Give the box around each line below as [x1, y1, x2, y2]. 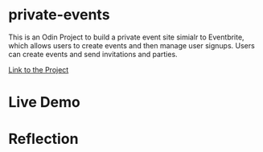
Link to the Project [8, 64, 69, 74]
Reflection [8, 130, 79, 148]
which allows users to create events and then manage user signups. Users [8, 40, 255, 50]
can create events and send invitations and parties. [8, 49, 179, 59]
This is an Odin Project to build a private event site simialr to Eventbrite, [8, 32, 245, 42]
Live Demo [8, 93, 80, 112]
